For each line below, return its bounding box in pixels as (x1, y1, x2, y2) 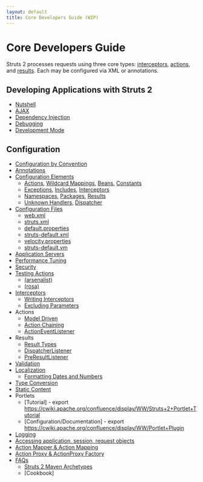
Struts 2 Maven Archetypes (24, 463, 93, 470)
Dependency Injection (15, 113, 70, 121)
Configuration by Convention (15, 160, 88, 167)
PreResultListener (24, 353, 68, 361)
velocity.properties (24, 238, 72, 245)
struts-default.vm (24, 244, 68, 252)
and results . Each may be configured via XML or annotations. (6, 67, 159, 75)
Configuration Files (15, 206, 63, 213)
